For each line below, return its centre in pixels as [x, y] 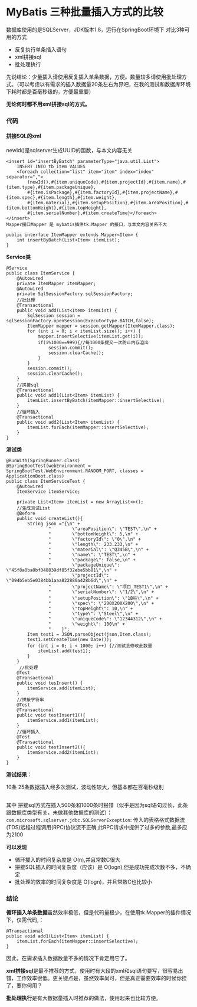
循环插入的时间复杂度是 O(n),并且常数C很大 [68, 860]
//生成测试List [34, 508]
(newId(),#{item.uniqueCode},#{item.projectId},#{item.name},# [106, 182]
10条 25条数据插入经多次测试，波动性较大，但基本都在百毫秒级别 [85, 787]
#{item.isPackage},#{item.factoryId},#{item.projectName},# [103, 192]
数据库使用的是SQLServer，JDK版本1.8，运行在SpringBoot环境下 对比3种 [95, 30]
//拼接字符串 [30, 700]
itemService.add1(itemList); [63, 721]
